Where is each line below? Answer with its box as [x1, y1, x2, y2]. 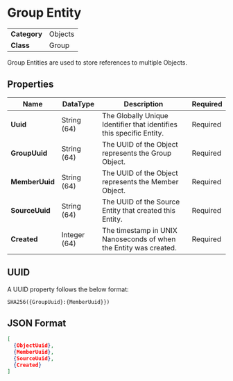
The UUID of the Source [101, 197, 180, 206]
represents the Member [101, 177, 179, 186]
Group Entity [7, 5, 82, 21]
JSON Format [7, 317, 67, 329]
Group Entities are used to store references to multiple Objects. [7, 58, 187, 67]
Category [10, 29, 43, 39]
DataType [62, 99, 95, 108]
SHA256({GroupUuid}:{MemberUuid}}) [7, 298, 110, 305]
